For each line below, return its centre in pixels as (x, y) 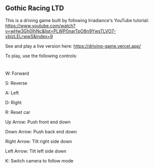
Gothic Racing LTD (35, 8)
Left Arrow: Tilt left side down (36, 151)
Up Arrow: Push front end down (38, 122)
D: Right (13, 103)
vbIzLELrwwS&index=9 (29, 36)
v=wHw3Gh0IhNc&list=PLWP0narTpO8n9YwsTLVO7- (61, 31)
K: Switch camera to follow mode (39, 161)
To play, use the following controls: (41, 56)
